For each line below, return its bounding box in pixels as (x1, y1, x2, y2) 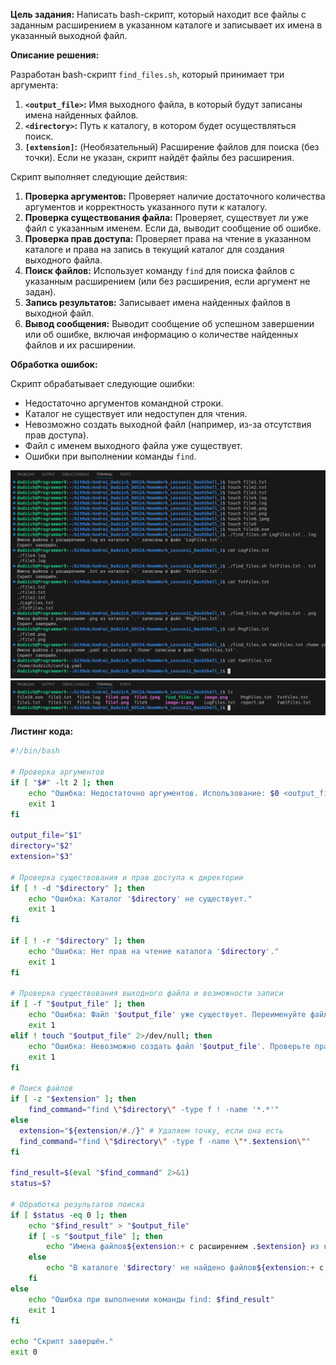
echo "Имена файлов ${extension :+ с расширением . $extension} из (46, 1242, 320, 1252)
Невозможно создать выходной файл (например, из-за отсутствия (24, 419, 312, 430)
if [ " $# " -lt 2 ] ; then (10, 777, 114, 788)
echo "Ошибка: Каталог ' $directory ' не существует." (28, 894, 253, 904)
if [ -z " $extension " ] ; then (10, 1094, 137, 1104)
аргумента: (10, 79, 59, 91)
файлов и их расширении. (24, 339, 136, 351)
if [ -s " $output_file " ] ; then (28, 1231, 163, 1241)
